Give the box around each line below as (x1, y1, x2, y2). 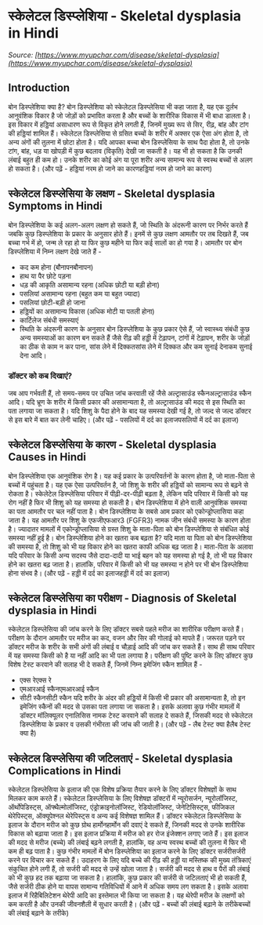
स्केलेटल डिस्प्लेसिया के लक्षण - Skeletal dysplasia (8, 188, 215, 201)
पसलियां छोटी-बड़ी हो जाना (19, 297, 86, 307)
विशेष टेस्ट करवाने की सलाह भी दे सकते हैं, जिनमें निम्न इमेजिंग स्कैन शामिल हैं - (8, 660, 203, 669)
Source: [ (8, 50, 38, 60)
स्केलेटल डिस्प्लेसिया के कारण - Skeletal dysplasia (8, 439, 217, 452)
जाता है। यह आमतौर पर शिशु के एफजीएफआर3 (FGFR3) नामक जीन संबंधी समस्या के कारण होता (8, 515, 251, 525)
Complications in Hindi (8, 764, 121, 778)
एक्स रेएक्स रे (19, 676, 52, 685)
